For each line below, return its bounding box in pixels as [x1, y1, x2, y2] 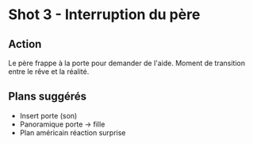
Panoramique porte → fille [19, 119, 105, 129]
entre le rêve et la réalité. [8, 67, 90, 76]
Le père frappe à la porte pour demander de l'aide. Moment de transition [8, 58, 246, 68]
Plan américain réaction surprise [19, 127, 126, 137]
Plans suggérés [8, 90, 87, 103]
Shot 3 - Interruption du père [8, 6, 201, 24]
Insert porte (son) [19, 111, 78, 120]
